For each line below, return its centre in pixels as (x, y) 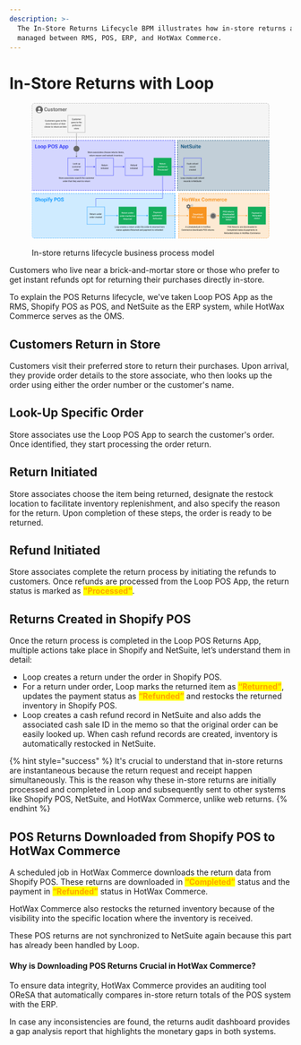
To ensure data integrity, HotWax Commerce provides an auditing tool (138, 986)
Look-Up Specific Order (77, 413)
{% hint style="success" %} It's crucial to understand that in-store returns (146, 761)
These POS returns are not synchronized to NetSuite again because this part (150, 935)
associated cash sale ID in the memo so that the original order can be (150, 724)
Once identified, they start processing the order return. (111, 444)
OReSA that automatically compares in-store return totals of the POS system (150, 995)
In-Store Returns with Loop (112, 83)
